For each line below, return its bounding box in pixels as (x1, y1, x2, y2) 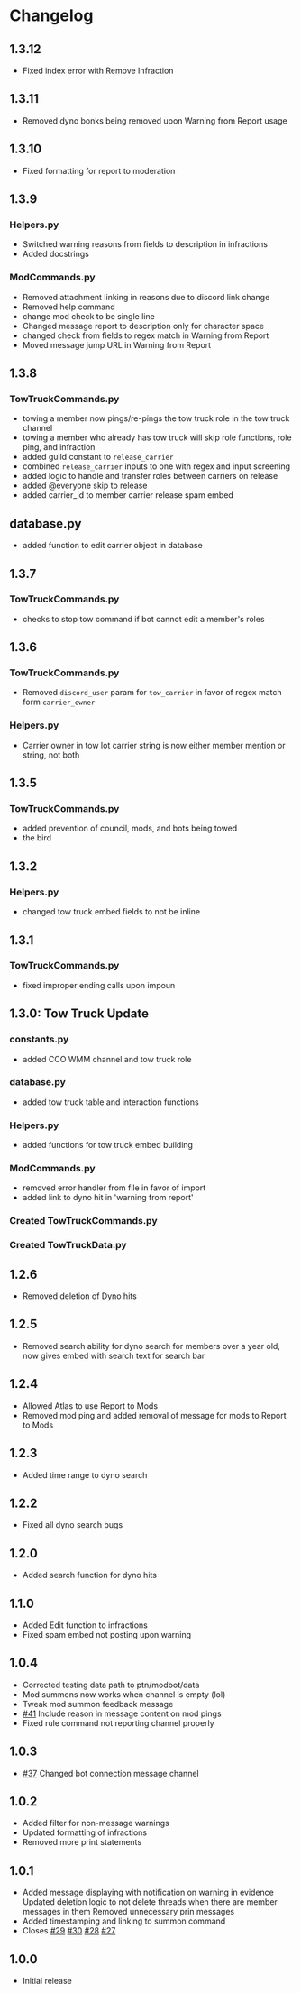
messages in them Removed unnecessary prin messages (22, 1906, 235, 1917)
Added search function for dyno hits (22, 1570, 158, 1581)
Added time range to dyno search (22, 1469, 148, 1480)
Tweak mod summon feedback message (22, 1698, 174, 1709)
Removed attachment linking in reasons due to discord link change (22, 291, 270, 302)
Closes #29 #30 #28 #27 (22, 1925, 116, 1936)
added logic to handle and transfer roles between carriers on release (22, 471, 278, 482)
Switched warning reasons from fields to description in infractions (22, 239, 269, 250)
